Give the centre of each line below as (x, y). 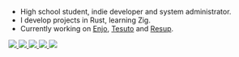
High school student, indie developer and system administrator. (126, 12)
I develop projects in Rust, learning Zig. (85, 20)
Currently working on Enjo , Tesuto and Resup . (97, 28)
